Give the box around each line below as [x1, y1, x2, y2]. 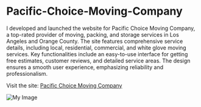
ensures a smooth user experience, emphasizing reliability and [6, 63, 164, 71]
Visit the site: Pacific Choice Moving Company [6, 81, 122, 89]
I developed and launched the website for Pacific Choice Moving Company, [6, 24, 196, 32]
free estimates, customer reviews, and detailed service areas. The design [6, 57, 191, 64]
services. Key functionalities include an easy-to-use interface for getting [6, 50, 188, 57]
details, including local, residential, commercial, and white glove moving [6, 44, 187, 51]
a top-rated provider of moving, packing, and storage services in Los [6, 31, 180, 38]
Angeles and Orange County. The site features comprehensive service [6, 37, 183, 45]
